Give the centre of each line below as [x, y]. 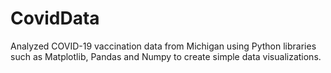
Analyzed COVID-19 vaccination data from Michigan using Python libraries [163, 46]
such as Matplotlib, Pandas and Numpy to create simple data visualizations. [166, 56]
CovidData [55, 18]
